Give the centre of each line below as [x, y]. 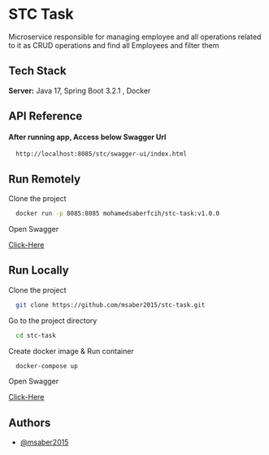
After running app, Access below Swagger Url [87, 137]
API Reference [46, 116]
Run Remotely [45, 179]
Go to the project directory [53, 320]
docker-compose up [47, 366]
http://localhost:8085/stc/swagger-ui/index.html [101, 154]
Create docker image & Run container [71, 351]
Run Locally [39, 271]
